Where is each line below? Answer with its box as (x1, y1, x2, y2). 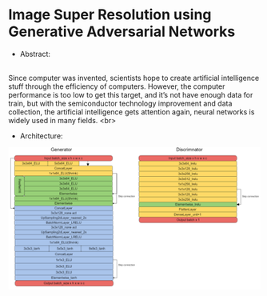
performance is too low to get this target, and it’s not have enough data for (8, 90, 253, 99)
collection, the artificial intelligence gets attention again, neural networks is (8, 106, 255, 117)
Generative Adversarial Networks (8, 22, 236, 41)
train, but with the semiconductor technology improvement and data (8, 98, 233, 108)
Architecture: (19, 130, 63, 141)
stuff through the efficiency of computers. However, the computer (8, 82, 225, 91)
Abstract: (19, 49, 50, 58)
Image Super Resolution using (8, 6, 212, 24)
